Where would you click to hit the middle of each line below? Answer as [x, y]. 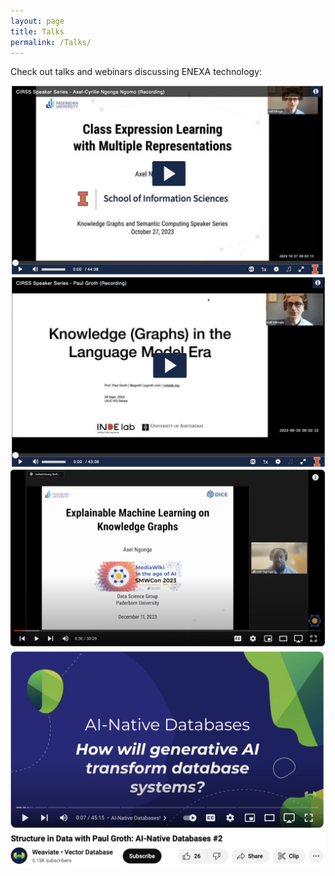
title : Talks [37, 31]
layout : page [37, 21]
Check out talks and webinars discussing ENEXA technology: [136, 72]
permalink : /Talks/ [51, 42]
